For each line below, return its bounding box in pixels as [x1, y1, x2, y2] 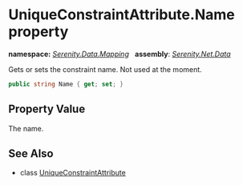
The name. [8, 123, 44, 133]
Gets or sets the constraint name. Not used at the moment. [8, 64, 202, 74]
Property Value [8, 103, 86, 116]
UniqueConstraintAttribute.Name [8, 6, 235, 24]
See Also [8, 147, 54, 161]
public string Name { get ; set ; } [8, 80, 124, 88]
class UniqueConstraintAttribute [19, 168, 126, 178]
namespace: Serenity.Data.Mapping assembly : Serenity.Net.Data [8, 49, 231, 58]
